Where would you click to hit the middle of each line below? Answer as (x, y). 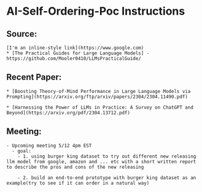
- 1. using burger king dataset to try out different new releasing (107, 156)
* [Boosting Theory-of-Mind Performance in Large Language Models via (99, 91)
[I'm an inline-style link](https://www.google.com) (75, 48)
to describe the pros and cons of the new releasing (75, 167)
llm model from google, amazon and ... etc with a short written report (101, 161)
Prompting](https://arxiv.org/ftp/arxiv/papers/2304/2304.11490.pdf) (97, 97)
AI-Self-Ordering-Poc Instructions (96, 11)
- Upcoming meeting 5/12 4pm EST (49, 146)
